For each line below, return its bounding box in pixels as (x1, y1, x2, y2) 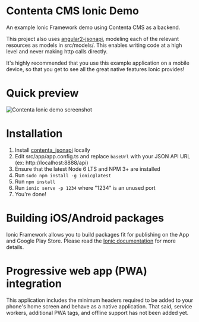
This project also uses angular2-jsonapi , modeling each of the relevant (6, 35, 179, 42)
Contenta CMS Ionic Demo (6, 4, 140, 18)
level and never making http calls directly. (6, 47, 108, 55)
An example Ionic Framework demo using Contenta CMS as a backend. (6, 24, 181, 31)
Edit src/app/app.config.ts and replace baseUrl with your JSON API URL (14, 152, 191, 160)
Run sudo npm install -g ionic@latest (14, 171, 112, 178)
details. (6, 243, 24, 250)
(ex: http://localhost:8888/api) (14, 159, 89, 166)
